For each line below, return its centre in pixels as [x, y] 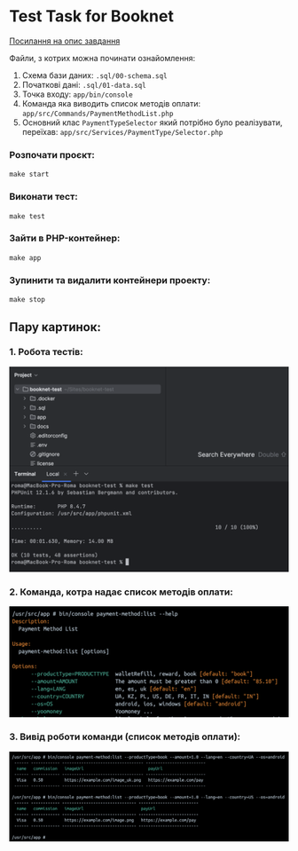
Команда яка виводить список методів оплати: [111, 103]
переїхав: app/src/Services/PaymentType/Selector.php [122, 131]
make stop [27, 300]
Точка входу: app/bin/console [77, 94]
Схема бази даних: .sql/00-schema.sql [94, 75]
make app [25, 258]
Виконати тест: [43, 197]
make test [27, 216]
